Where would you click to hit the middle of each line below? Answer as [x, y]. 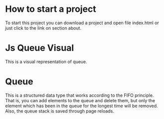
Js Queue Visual [40, 48]
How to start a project [51, 9]
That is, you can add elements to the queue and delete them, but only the [80, 100]
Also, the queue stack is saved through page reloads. [60, 111]
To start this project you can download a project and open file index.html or [82, 23]
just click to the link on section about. [43, 28]
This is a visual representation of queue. [46, 61]
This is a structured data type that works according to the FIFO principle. [80, 95]
